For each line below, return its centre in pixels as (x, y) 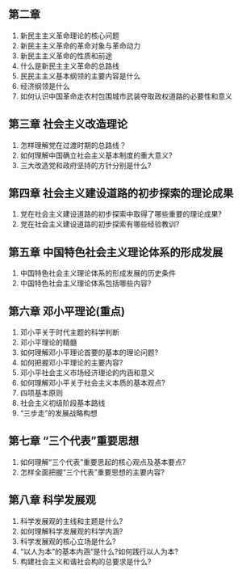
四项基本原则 (41, 393)
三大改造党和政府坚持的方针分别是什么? (86, 165)
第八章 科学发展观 (52, 500)
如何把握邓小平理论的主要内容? (71, 363)
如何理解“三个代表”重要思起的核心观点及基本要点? (103, 462)
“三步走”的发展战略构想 (59, 413)
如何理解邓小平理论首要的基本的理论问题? (89, 352)
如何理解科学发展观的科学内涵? (71, 531)
